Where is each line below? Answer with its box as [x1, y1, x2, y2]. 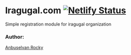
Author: [5, 33, 24, 40]
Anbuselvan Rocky [5, 45, 44, 51]
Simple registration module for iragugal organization [5, 21, 112, 27]
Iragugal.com [5, 5, 62, 16]
